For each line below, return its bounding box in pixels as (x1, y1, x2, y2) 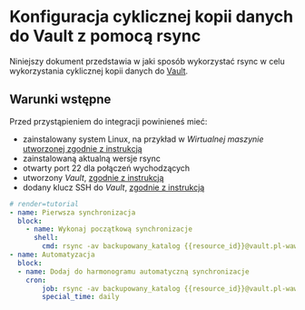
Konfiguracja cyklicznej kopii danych (9, 6, 293, 27)
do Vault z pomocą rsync (9, 25, 202, 46)
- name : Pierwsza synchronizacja (9, 207, 136, 217)
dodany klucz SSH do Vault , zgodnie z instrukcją (22, 182, 205, 193)
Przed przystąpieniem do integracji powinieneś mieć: (9, 115, 208, 126)
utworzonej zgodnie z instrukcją (22, 143, 143, 154)
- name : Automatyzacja (9, 250, 95, 259)
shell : (33, 234, 59, 243)
